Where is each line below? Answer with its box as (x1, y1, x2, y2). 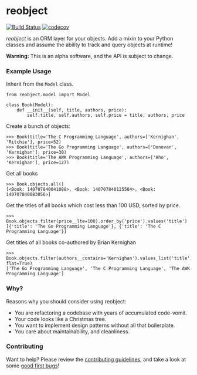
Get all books (6, 170, 38, 177)
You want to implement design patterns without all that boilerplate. (14, 322, 175, 329)
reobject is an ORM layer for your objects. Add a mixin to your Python (6, 35, 174, 42)
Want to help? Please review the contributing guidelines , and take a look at (6, 356, 186, 363)
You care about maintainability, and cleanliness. (14, 327, 130, 335)
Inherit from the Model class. (6, 80, 74, 87)
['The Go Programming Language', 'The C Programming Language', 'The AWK (6, 266, 191, 272)
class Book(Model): (6, 102, 54, 108)
